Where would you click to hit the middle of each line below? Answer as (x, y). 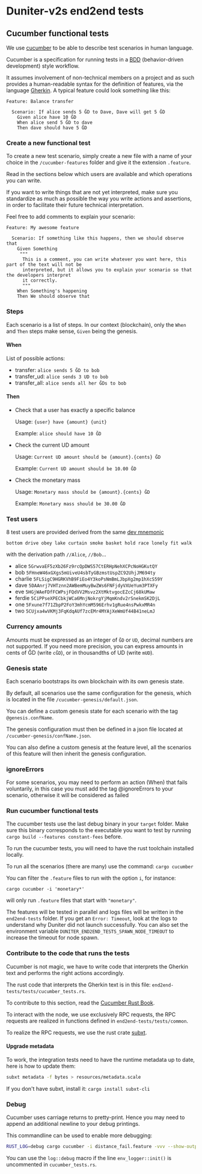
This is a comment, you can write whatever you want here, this (104, 260)
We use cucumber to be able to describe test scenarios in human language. (100, 48)
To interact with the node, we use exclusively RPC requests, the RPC (91, 1014)
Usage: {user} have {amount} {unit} (61, 421)
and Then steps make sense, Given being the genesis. (72, 331)
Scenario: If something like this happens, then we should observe (98, 238)
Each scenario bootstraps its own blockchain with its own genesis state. (95, 681)
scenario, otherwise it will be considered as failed (68, 795)
